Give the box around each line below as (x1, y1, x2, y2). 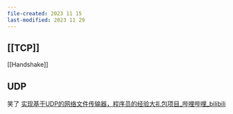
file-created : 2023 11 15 (7, 10, 82, 17)
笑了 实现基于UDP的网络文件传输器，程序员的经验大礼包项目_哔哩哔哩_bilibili (7, 99, 226, 108)
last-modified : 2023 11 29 (7, 17, 85, 23)
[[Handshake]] (7, 60, 49, 69)
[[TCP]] (7, 42, 40, 54)
